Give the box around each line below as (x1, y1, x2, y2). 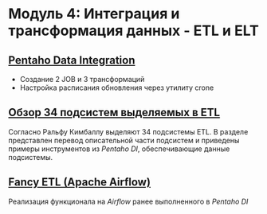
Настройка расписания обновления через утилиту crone (19, 83, 214, 92)
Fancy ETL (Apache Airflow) (8, 176, 151, 189)
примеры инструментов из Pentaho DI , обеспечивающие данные (8, 144, 230, 154)
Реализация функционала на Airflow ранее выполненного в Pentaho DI (8, 196, 249, 206)
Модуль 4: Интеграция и (8, 5, 180, 23)
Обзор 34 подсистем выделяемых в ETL (8, 106, 221, 119)
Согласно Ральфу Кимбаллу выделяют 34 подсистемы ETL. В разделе (8, 126, 249, 136)
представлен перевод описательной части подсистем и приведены (8, 135, 240, 145)
